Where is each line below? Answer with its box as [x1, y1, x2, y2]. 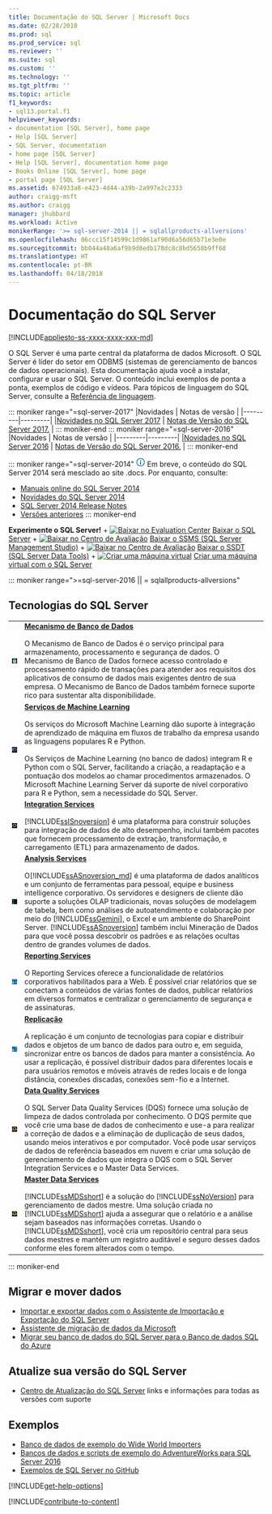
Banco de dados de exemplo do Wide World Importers [19, 1439, 202, 1449]
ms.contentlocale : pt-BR [8, 261, 92, 269]
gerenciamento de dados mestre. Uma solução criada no [23, 1200, 213, 1210]
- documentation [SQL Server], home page [8, 124, 151, 133]
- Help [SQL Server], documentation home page [8, 158, 168, 166]
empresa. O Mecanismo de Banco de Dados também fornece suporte [23, 682, 255, 692]
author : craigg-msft [8, 193, 79, 201]
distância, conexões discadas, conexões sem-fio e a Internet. [23, 1074, 230, 1084]
